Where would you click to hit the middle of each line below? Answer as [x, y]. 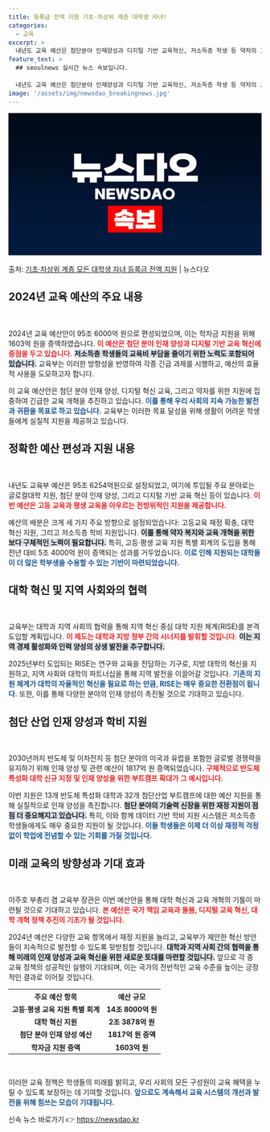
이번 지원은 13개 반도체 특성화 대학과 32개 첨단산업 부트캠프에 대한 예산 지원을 [131, 795]
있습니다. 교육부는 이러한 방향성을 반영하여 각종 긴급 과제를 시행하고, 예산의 [127, 363]
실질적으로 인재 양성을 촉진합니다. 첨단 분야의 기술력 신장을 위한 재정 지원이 [133, 806]
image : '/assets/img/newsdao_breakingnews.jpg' [90, 93]
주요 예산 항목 [56, 996]
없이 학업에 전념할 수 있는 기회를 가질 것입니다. [80, 835]
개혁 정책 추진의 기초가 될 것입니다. [70, 920]
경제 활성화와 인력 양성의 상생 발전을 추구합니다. [91, 646]
